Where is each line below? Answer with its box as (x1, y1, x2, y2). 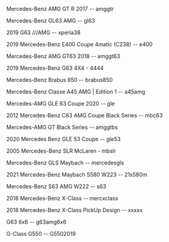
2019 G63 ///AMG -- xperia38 (6, 29, 81, 36)
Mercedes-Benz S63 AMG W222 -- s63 (6, 183, 107, 190)
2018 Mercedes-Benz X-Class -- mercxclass (6, 195, 118, 202)
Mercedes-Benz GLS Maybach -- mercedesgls (6, 159, 124, 166)
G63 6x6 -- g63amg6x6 (6, 218, 67, 226)
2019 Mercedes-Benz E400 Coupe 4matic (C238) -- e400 (6, 41, 153, 48)
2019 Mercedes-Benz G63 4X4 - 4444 (6, 64, 104, 71)
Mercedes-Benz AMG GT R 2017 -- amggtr (6, 5, 114, 12)
